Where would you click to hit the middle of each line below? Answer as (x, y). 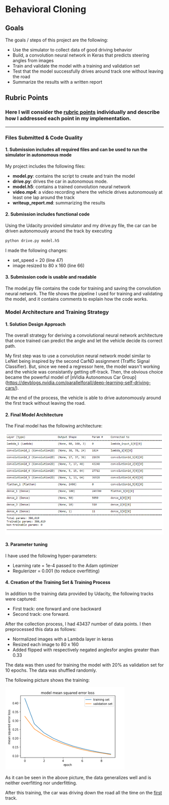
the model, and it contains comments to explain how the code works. (77, 299)
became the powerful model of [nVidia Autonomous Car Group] (71, 378)
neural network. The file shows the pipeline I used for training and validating (84, 294)
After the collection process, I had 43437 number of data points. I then (78, 624)
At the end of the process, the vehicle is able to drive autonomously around (83, 398)
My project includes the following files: (45, 166)
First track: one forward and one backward (57, 609)
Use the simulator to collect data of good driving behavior (72, 50)
